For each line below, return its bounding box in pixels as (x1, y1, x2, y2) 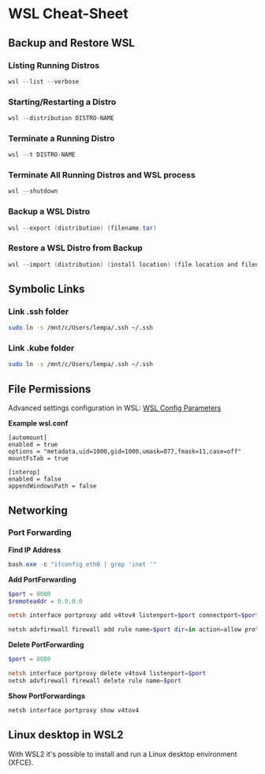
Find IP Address (8, 545, 62, 555)
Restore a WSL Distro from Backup (8, 242, 144, 253)
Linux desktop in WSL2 (8, 728, 124, 742)
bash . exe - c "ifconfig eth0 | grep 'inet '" (8, 560, 157, 568)
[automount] (8, 434, 47, 442)
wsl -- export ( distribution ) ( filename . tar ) (8, 224, 157, 232)
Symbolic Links (8, 282, 85, 296)
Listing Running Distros (8, 60, 100, 71)
